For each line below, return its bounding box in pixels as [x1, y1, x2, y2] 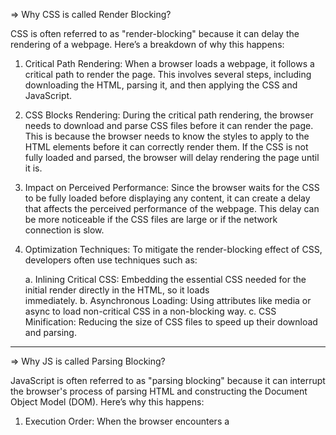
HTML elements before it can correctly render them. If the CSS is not [24, 141, 309, 153]
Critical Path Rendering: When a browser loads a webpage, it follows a [24, 58, 315, 69]
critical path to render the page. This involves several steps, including [24, 69, 312, 80]
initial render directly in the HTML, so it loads [24, 284, 210, 296]
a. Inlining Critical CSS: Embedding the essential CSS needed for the [24, 274, 307, 285]
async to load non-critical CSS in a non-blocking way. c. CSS [24, 305, 277, 317]
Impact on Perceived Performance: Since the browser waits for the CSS [24, 182, 320, 193]
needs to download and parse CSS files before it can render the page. [24, 120, 314, 131]
